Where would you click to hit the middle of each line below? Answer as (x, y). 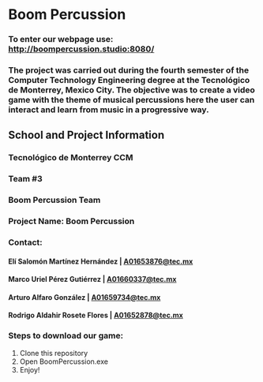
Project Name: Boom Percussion (71, 221)
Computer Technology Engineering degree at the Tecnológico (129, 81)
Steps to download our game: (66, 335)
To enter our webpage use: (61, 39)
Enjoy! (30, 369)
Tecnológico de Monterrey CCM (71, 158)
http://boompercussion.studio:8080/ (81, 49)
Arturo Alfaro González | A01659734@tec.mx (85, 297)
